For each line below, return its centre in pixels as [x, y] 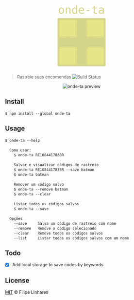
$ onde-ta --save [31, 209]
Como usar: [20, 150]
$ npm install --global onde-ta [38, 113]
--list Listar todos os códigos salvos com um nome [72, 238]
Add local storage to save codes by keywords [58, 265]
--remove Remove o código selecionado [55, 228]
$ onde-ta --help [23, 140]
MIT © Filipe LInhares [27, 292]
